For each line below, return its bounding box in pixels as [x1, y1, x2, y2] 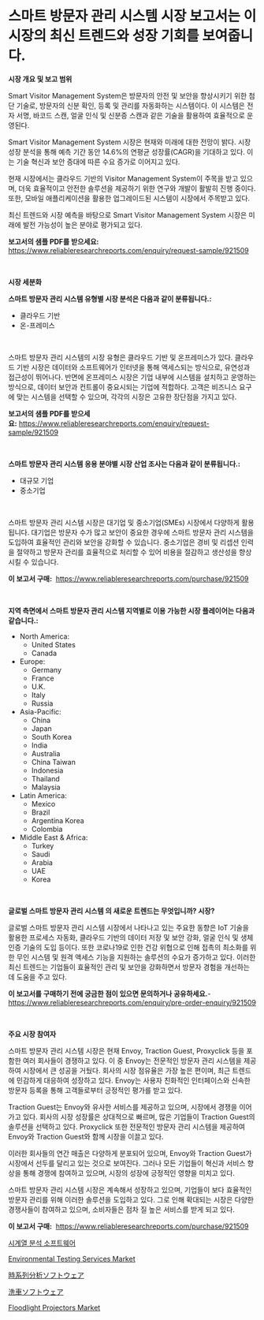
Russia [31, 699, 54, 708]
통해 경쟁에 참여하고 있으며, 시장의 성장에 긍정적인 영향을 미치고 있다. [22, 1168, 235, 1177]
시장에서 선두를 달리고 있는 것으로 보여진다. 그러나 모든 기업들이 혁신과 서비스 [8, 1158, 246, 1168]
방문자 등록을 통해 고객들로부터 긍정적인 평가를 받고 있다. [8, 1085, 183, 1094]
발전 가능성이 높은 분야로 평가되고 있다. [22, 220, 143, 229]
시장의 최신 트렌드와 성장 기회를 [8, 27, 199, 45]
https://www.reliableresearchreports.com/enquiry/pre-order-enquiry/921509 [8, 997, 256, 1007]
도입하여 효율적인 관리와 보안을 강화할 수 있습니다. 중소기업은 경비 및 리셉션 [8, 537, 240, 546]
